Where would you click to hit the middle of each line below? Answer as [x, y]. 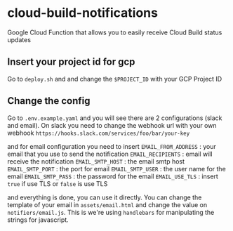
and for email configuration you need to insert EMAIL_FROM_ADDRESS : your [112, 146]
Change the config [49, 101]
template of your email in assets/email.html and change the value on [107, 204]
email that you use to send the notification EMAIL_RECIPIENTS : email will [110, 154]
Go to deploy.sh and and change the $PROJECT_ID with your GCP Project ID [115, 79]
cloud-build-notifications [82, 13]
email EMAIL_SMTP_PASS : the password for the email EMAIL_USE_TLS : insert [113, 176]
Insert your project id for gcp [71, 62]
